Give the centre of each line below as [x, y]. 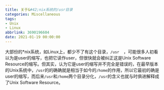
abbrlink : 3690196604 [27, 32]
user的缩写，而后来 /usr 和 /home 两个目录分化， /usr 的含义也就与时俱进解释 [80, 76]
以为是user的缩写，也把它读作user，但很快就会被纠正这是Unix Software [78, 58]
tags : [11, 19]
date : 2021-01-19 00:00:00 [33, 37]
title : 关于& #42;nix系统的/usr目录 [39, 10]
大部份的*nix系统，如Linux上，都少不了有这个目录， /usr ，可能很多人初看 [82, 52]
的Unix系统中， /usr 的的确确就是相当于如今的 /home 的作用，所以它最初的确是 [82, 70]
